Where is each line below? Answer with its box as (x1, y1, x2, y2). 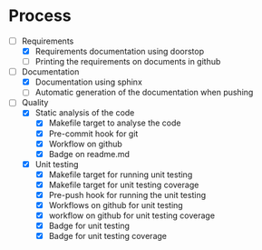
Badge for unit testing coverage (48, 231, 168, 242)
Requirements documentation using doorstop (34, 46, 205, 56)
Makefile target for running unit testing (48, 169, 193, 180)
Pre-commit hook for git (48, 128, 139, 139)
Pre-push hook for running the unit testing (48, 189, 206, 200)
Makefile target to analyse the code (48, 117, 181, 128)
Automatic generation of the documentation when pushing (34, 87, 254, 98)
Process (8, 5, 72, 26)
